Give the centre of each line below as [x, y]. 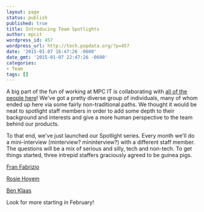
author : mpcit [24, 35]
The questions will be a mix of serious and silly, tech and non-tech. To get [99, 149]
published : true [27, 23]
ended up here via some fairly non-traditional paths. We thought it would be [102, 105]
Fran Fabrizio [23, 167]
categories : [21, 63]
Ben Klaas [19, 191]
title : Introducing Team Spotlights [53, 29]
